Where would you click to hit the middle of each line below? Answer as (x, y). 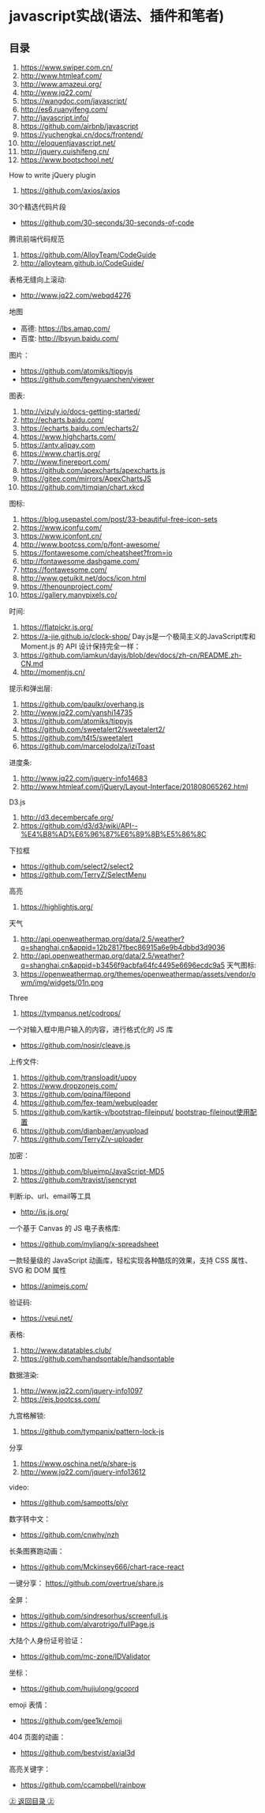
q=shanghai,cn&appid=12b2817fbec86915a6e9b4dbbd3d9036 (123, 947)
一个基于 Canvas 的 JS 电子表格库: (65, 1228)
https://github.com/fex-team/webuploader (89, 1103)
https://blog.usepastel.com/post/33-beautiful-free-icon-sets (119, 519)
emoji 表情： (29, 1705)
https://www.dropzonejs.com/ (69, 1086)
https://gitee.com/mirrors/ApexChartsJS (86, 479)
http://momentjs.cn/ (53, 672)
